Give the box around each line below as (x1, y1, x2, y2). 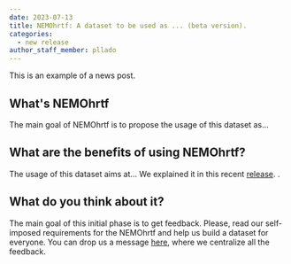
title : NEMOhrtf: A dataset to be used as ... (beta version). (9, 21, 248, 30)
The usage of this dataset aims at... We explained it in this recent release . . (9, 168, 280, 179)
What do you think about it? (9, 194, 165, 209)
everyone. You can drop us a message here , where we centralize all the (9, 237, 270, 247)
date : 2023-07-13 (9, 12, 73, 22)
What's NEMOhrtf (9, 96, 110, 111)
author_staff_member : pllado (9, 46, 117, 55)
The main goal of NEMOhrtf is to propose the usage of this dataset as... (9, 119, 269, 129)
